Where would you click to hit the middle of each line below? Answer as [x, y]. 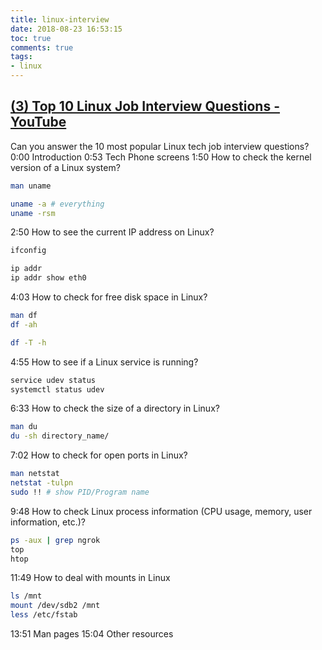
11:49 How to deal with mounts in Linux [90, 578]
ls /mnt [26, 596]
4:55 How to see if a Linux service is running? [104, 362]
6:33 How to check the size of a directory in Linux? [115, 408]
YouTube [38, 122]
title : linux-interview [60, 19]
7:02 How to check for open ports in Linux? [99, 455]
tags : [21, 57]
